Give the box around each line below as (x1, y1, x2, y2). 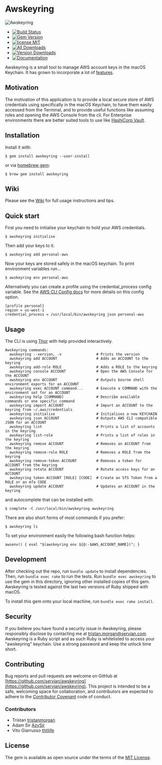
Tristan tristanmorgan (12, 717, 55, 723)
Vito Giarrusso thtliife (12, 727, 55, 733)
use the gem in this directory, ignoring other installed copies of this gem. (5, 578, 150, 584)
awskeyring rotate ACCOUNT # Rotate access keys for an (9, 467, 155, 472)
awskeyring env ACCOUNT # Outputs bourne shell (9, 377, 145, 382)
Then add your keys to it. (5, 243, 55, 249)
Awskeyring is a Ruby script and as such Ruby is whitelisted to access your (5, 635, 155, 641)
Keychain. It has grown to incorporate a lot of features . (5, 69, 114, 75)
